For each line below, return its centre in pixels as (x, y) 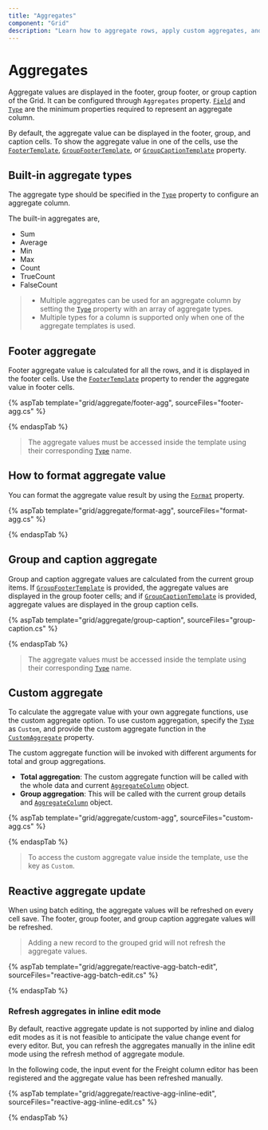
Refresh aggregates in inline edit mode (85, 1012)
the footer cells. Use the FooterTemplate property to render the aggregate (129, 378)
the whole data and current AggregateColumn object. (104, 786)
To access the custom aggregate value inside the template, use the (138, 857)
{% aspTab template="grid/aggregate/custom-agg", (93, 818)
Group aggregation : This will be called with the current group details (133, 794)
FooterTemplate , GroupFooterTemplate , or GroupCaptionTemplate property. (128, 150)
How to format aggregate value (87, 476)
